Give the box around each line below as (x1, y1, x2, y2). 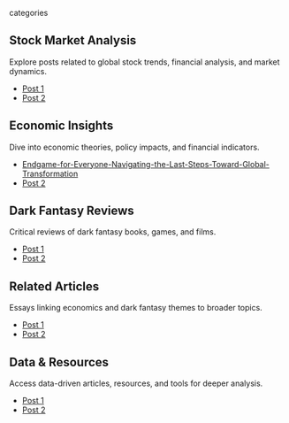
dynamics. (9, 65, 47, 76)
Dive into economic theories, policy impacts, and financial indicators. (9, 142, 260, 152)
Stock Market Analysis (9, 33, 137, 48)
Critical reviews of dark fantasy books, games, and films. (9, 227, 217, 237)
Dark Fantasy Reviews (9, 204, 134, 219)
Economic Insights (9, 119, 114, 134)
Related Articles (9, 279, 100, 294)
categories (9, 8, 49, 18)
